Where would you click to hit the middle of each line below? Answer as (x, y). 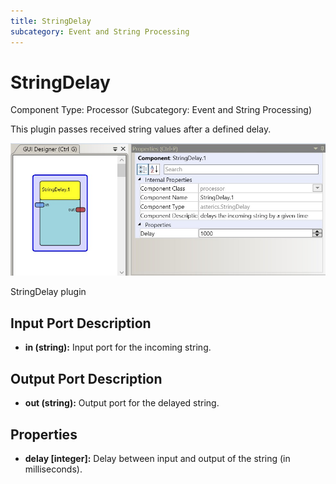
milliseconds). (53, 469)
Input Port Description (81, 323)
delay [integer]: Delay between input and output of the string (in (157, 458)
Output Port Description (86, 378)
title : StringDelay (51, 21)
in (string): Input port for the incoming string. (118, 347)
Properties (44, 434)
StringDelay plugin (48, 292)
